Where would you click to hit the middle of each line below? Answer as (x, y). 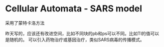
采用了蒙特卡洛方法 (25, 23)
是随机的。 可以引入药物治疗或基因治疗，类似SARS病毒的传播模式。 (75, 40)
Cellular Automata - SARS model (74, 9)
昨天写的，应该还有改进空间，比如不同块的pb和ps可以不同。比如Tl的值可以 (82, 33)
